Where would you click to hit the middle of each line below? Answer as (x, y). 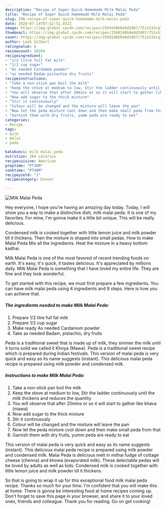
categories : (17, 120)
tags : (11, 129)
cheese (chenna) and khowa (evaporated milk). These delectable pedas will (82, 461)
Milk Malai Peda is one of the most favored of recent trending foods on (77, 258)
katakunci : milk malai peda (34, 152)
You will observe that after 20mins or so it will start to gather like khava (84, 404)
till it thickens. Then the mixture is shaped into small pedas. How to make (79, 238)
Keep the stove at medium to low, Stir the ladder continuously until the (83, 393)
